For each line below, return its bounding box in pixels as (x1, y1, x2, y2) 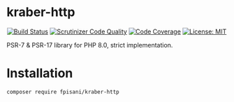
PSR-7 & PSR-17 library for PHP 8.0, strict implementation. (6, 41, 173, 49)
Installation (6, 66, 73, 81)
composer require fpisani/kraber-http (6, 88, 119, 95)
